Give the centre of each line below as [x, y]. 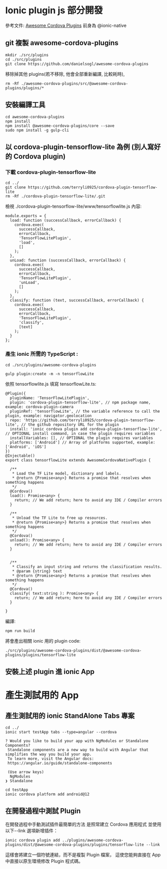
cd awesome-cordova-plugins [35, 117]
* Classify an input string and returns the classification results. [87, 566]
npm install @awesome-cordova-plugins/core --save [60, 126]
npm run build [20, 631]
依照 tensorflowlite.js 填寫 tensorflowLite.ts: [51, 384]
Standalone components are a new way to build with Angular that [78, 750]
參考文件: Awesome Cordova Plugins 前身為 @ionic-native [66, 25]
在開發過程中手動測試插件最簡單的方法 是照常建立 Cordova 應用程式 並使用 [83, 824]
